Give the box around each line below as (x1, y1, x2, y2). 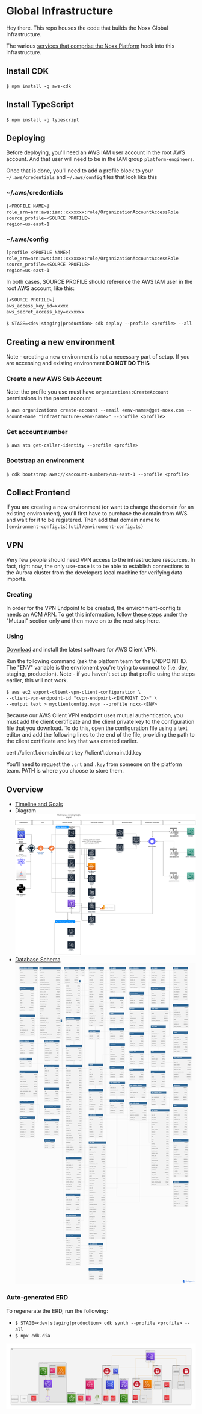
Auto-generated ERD (6, 1293, 69, 1302)
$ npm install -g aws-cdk (6, 83, 71, 89)
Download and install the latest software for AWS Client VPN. (6, 646, 158, 653)
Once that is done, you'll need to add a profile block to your (6, 167, 153, 174)
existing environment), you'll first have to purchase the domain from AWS (6, 510, 188, 517)
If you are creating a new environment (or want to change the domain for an (6, 503, 194, 511)
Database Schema (14, 955, 61, 963)
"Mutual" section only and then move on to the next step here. (6, 617, 161, 624)
